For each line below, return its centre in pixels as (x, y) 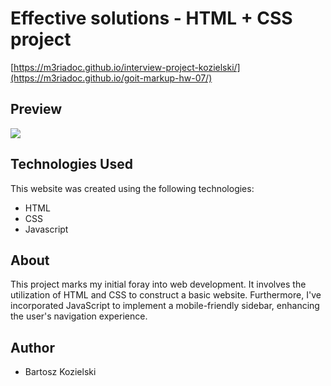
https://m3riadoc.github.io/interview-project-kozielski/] (127, 67)
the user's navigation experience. (79, 316)
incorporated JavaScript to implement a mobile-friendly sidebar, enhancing (165, 306)
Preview (36, 109)
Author (32, 347)
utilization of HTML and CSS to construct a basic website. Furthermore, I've (166, 295)
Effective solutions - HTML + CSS (151, 18)
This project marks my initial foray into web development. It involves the (158, 284)
